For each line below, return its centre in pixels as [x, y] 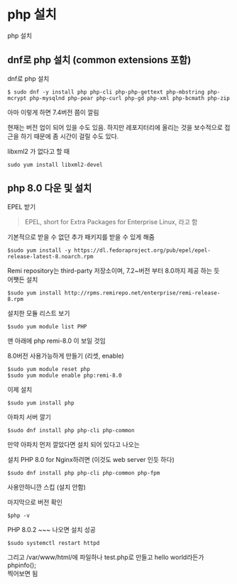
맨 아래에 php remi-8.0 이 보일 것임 [57, 341]
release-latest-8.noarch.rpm [50, 256]
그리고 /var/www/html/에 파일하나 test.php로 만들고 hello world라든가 [106, 557]
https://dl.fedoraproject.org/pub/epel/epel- [143, 250]
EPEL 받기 [22, 206]
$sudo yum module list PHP [47, 326]
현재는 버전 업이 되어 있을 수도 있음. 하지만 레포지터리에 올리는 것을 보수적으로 [115, 127]
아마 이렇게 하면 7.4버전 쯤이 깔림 [53, 112]
